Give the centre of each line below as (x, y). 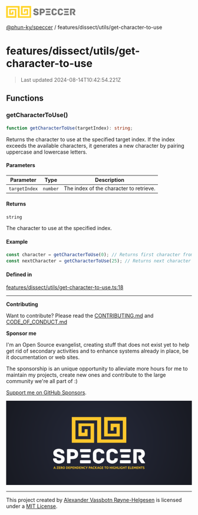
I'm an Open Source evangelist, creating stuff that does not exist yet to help (98, 345)
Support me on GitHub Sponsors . (47, 393)
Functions (25, 99)
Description (110, 180)
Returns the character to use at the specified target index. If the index (90, 139)
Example (17, 241)
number (51, 189)
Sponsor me (21, 333)
